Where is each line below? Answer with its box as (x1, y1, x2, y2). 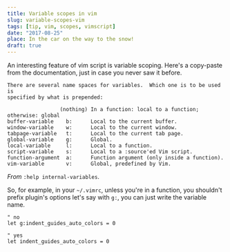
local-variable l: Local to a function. (7, 142, 153, 149)
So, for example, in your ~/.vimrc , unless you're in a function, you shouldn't (7, 186, 222, 194)
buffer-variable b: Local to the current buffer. (7, 118, 178, 125)
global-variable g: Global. (7, 136, 113, 143)
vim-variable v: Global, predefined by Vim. (7, 160, 171, 167)
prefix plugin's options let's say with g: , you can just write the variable (7, 193, 207, 201)
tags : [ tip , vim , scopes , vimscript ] (7, 23, 116, 30)
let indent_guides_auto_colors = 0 (7, 238, 110, 245)
